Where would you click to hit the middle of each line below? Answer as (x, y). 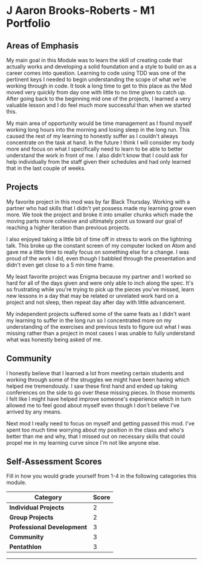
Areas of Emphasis (43, 46)
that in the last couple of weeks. (46, 168)
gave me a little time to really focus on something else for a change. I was (98, 252)
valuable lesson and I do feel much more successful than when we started (99, 105)
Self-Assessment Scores (54, 462)
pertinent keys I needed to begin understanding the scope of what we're (96, 79)
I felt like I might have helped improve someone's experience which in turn (99, 399)
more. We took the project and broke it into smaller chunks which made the (100, 215)
